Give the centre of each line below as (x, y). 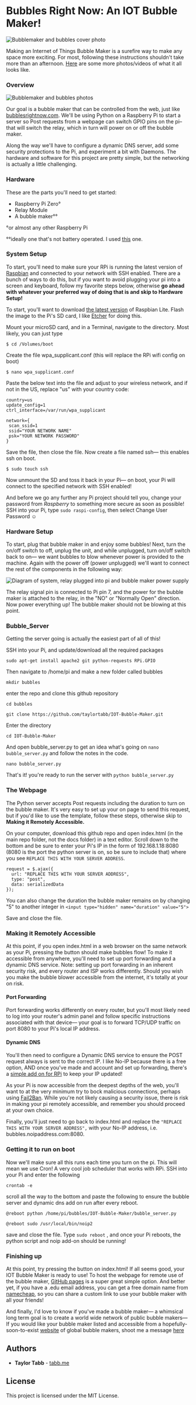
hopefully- (175, 1324)
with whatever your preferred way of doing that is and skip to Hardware (94, 291)
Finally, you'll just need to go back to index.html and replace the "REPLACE (94, 1122)
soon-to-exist (23, 1330)
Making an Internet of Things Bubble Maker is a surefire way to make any (94, 51)
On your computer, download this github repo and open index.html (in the (94, 833)
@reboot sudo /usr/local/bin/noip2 (49, 1223)
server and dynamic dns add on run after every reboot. (72, 1202)
